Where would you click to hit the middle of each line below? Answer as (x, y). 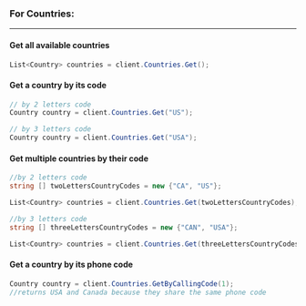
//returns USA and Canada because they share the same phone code (138, 292)
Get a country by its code (58, 85)
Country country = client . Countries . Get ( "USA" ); (103, 138)
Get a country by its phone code (71, 265)
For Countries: (42, 14)
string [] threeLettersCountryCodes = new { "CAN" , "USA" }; (124, 227)
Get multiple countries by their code (79, 158)
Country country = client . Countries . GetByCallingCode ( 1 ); (122, 284)
